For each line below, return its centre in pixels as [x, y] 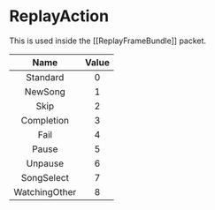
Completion [45, 120]
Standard [45, 77]
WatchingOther [45, 191]
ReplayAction [59, 16]
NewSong [45, 92]
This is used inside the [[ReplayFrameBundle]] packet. [107, 41]
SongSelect [45, 177]
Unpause [45, 163]
